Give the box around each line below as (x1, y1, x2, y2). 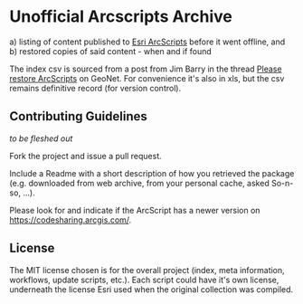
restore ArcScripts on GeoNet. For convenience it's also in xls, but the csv (9, 72, 285, 83)
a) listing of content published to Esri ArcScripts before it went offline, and (9, 36, 286, 47)
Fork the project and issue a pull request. (9, 150, 163, 161)
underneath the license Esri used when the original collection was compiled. (9, 283, 294, 295)
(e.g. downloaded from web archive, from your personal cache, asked (9, 177, 270, 188)
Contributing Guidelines (9, 109, 147, 124)
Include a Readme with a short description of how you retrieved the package (9, 167, 295, 178)
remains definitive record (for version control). (9, 82, 182, 93)
